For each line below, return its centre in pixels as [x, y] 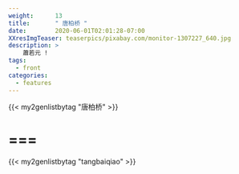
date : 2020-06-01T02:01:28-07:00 [77, 30]
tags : [17, 61]
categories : [28, 75]
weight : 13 [35, 16]
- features [34, 83]
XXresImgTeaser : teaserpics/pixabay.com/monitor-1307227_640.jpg [119, 38]
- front [28, 68]
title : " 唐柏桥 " [48, 23]
